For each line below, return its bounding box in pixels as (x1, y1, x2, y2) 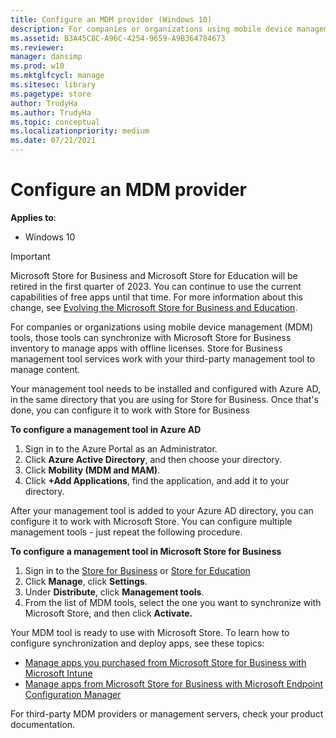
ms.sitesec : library (10, 80, 97, 90)
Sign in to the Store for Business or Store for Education (24, 564, 251, 576)
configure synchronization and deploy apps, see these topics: (10, 637, 265, 649)
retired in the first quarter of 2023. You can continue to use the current (10, 280, 302, 292)
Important (10, 250, 51, 262)
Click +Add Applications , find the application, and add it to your (24, 474, 290, 486)
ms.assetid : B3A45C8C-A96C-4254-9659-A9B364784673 (10, 33, 226, 43)
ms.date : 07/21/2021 (10, 136, 97, 146)
